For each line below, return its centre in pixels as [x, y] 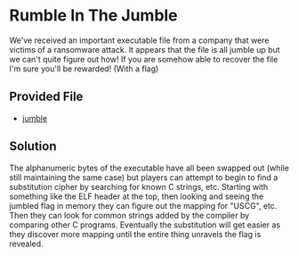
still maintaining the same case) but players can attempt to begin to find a [144, 177]
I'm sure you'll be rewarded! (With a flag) [84, 69]
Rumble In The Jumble [93, 16]
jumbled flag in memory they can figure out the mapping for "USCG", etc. [143, 205]
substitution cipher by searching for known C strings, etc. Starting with [139, 186]
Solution [33, 147]
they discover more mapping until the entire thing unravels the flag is [135, 234]
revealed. [26, 244]
